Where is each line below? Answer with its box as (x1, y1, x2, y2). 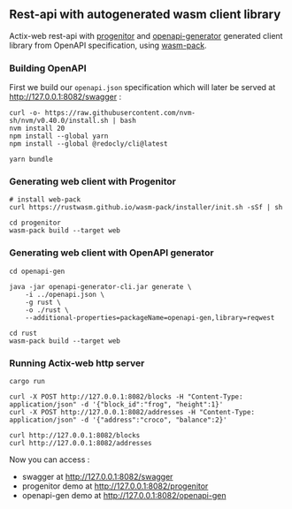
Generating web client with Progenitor (9, 176, 177, 188)
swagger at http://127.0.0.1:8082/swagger (21, 472, 173, 482)
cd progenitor (9, 218, 62, 228)
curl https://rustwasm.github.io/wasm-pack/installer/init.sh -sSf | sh (9, 203, 283, 212)
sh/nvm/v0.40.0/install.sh (9, 117, 109, 125)
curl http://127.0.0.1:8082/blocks (9, 431, 141, 440)
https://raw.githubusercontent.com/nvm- (44, 109, 196, 118)
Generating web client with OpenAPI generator (9, 247, 214, 259)
